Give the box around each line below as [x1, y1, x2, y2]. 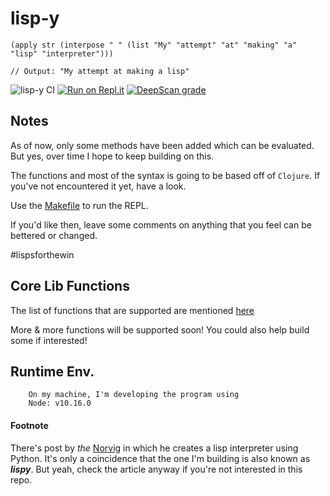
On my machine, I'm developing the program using [28, 390, 240, 400]
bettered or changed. [10, 229, 98, 241]
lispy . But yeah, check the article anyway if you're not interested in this [10, 463, 303, 475]
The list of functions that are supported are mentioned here [10, 304, 255, 316]
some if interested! [10, 334, 88, 346]
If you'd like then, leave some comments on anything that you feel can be [10, 218, 312, 231]
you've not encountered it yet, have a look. [10, 180, 187, 192]
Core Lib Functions [10, 278, 130, 295]
